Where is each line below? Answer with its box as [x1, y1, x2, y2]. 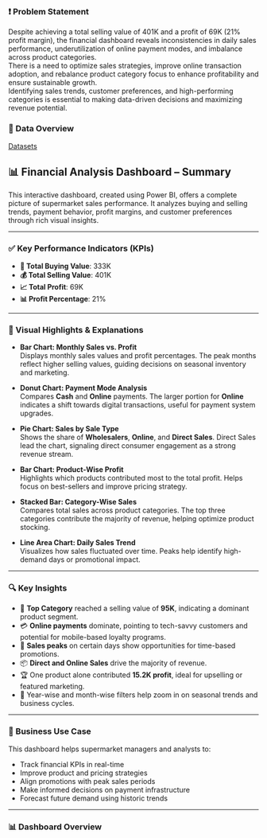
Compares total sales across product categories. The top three [19, 505, 226, 515]
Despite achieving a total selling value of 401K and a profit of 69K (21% [8, 27, 241, 37]
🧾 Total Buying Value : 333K [19, 261, 111, 271]
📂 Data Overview [8, 123, 74, 134]
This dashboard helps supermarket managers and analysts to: [8, 744, 211, 754]
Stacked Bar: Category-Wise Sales [19, 497, 137, 506]
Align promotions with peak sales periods [19, 776, 156, 785]
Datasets [8, 141, 37, 150]
